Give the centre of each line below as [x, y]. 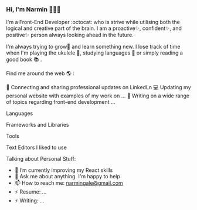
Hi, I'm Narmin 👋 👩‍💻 [33, 9]
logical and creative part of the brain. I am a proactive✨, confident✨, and [94, 28]
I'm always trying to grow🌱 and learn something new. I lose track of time [93, 47]
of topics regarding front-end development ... [61, 102]
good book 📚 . [24, 60]
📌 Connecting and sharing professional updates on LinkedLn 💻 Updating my [99, 87]
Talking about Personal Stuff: [41, 159]
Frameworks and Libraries [38, 125]
